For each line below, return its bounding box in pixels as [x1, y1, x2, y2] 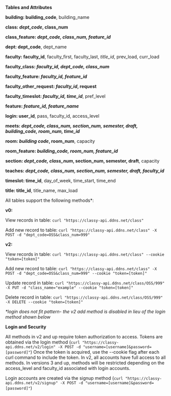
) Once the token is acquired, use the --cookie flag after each [30, 349, 160, 355]
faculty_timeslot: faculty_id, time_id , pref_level [5, 93, 106, 99]
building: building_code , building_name [5, 14, 90, 20]
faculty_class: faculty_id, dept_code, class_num [5, 64, 110, 69]
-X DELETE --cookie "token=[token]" [5, 300, 83, 305]
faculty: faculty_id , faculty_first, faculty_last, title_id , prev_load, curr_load [5, 54, 160, 60]
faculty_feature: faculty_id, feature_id [5, 73, 87, 80]
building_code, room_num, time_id [5, 128, 80, 134]
